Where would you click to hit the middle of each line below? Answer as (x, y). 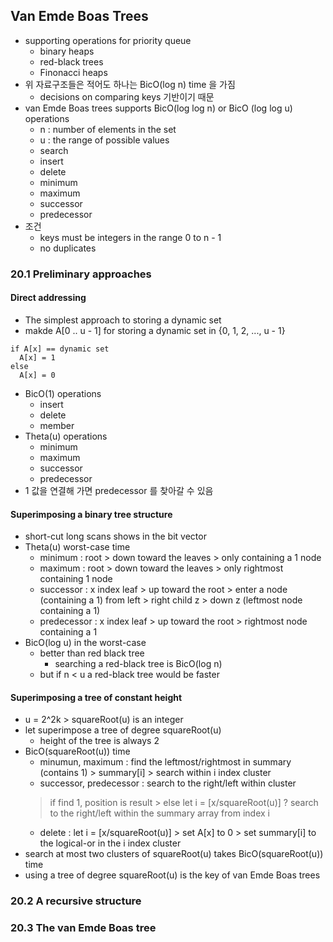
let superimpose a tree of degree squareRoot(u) (123, 730)
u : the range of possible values (104, 140)
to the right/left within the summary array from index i (159, 813)
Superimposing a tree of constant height (96, 697)
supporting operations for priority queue (108, 40)
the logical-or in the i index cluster (110, 843)
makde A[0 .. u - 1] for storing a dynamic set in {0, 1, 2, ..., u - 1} (155, 330)
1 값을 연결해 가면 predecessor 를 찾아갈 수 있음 (119, 490)
